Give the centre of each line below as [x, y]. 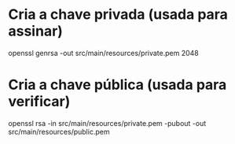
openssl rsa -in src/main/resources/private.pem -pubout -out [107, 123]
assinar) [35, 31]
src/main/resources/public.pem [59, 131]
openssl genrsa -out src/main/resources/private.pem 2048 [103, 53]
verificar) [39, 102]
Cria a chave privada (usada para [118, 15]
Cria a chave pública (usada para [117, 85]
